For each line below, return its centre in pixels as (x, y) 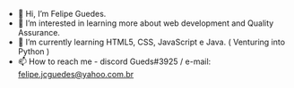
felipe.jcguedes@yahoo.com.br (76, 74)
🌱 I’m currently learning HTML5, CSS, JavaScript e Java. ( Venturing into (151, 42)
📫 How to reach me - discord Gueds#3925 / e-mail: (114, 61)
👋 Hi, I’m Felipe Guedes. (62, 14)
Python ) (34, 52)
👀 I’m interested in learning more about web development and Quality (146, 23)
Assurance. (39, 32)
